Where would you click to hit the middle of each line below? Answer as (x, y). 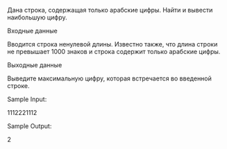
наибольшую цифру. (37, 17)
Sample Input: (27, 99)
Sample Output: (30, 126)
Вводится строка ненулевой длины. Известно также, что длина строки (112, 44)
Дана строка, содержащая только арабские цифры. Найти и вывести (110, 10)
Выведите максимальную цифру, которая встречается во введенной (109, 78)
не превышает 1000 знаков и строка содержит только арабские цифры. (114, 52)
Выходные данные (35, 65)
